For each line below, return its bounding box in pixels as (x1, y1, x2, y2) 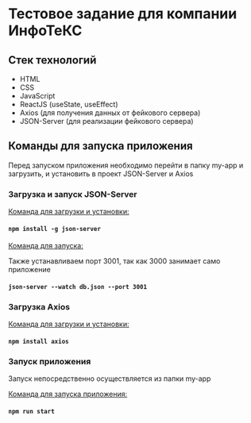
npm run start (8, 407, 56, 415)
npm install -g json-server (8, 225, 102, 233)
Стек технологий (8, 53, 97, 67)
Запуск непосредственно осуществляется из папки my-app (8, 374, 211, 383)
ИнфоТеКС (8, 21, 83, 40)
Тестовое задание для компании (8, 5, 237, 23)
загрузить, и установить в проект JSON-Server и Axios (8, 168, 194, 179)
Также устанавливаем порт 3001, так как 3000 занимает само (8, 256, 221, 266)
